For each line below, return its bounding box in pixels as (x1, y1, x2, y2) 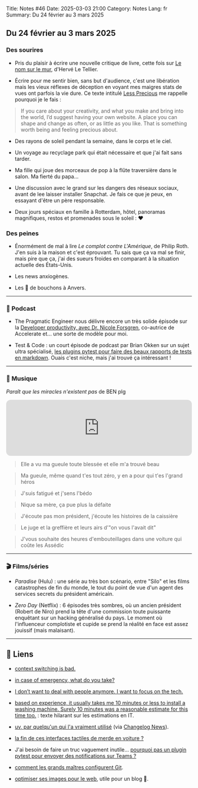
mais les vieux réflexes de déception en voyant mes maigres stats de (14, 83, 183, 90)
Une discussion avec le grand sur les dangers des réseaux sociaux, (14, 184, 179, 191)
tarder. (14, 155, 31, 162)
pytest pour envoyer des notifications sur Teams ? (14, 752, 137, 759)
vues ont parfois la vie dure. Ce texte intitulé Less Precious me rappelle (14, 90, 188, 97)
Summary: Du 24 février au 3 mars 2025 (6, 11, 104, 18)
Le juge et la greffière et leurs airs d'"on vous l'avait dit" (20, 524, 156, 531)
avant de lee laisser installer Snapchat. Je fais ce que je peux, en (14, 190, 173, 197)
